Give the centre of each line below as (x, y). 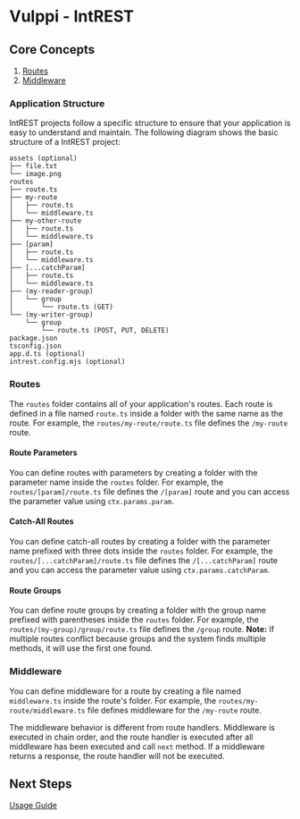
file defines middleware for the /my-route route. (174, 710)
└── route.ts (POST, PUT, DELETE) (105, 331)
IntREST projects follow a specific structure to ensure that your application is (150, 123)
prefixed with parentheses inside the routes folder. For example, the (134, 620)
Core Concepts (52, 50)
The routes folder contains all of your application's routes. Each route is (141, 403)
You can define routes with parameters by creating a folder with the (133, 472)
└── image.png (36, 174)
